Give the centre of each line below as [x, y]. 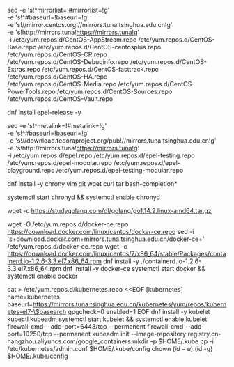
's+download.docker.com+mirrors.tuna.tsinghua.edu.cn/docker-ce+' [106, 239]
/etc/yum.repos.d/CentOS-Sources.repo [115, 91]
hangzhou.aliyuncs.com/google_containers [69, 341]
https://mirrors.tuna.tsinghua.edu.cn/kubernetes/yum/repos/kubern [130, 304]
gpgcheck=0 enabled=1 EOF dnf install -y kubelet [139, 312]
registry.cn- [204, 334]
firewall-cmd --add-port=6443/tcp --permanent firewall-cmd [95, 326]
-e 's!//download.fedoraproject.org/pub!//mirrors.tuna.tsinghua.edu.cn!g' [112, 141]
